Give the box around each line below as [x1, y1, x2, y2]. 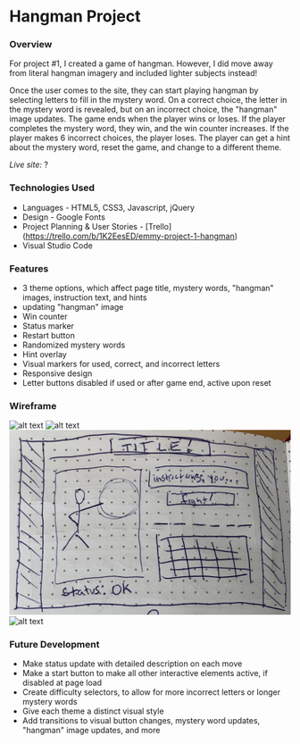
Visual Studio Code [21, 239, 94, 251]
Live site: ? [9, 159, 49, 171]
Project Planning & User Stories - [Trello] [21, 221, 172, 231]
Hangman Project [9, 6, 141, 27]
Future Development [9, 639, 100, 651]
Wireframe [9, 400, 57, 412]
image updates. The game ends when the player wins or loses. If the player [9, 113, 286, 124]
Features [9, 262, 49, 274]
